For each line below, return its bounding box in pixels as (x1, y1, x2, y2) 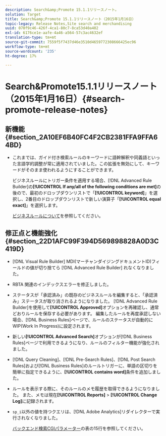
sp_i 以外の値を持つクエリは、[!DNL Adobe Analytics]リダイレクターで (12, 409, 156, 415)
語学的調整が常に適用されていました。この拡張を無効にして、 (21, 161, 147, 167)
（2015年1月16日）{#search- (5, 93, 125, 104)
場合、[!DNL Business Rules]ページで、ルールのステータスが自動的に (12, 317, 154, 323)
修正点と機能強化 (5, 229, 57, 237)
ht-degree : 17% (5, 53, 37, 59)
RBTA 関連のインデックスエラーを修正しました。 (12, 282, 111, 288)
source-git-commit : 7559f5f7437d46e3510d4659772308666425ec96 (5, 40, 136, 45)
